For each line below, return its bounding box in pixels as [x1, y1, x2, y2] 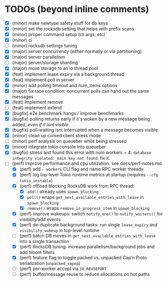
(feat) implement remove [12, 99, 63, 105]
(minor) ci [12, 37, 32, 43]
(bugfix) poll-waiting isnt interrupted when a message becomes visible [12, 127, 158, 133]
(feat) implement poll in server [12, 77, 75, 83]
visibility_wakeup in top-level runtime [19, 227, 100, 233]
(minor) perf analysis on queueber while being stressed [12, 138, 127, 144]
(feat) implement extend [12, 104, 62, 111]
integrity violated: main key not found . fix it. [12, 155, 110, 161]
